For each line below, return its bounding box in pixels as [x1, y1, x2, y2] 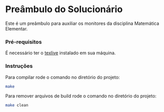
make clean [5, 103, 29, 108]
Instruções [5, 62, 33, 69]
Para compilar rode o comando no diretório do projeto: [5, 74, 120, 80]
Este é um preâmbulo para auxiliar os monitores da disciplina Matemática [5, 20, 159, 26]
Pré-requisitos [5, 38, 42, 45]
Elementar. [5, 25, 28, 31]
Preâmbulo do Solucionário [5, 4, 123, 15]
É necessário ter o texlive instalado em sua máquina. [5, 50, 116, 56]
